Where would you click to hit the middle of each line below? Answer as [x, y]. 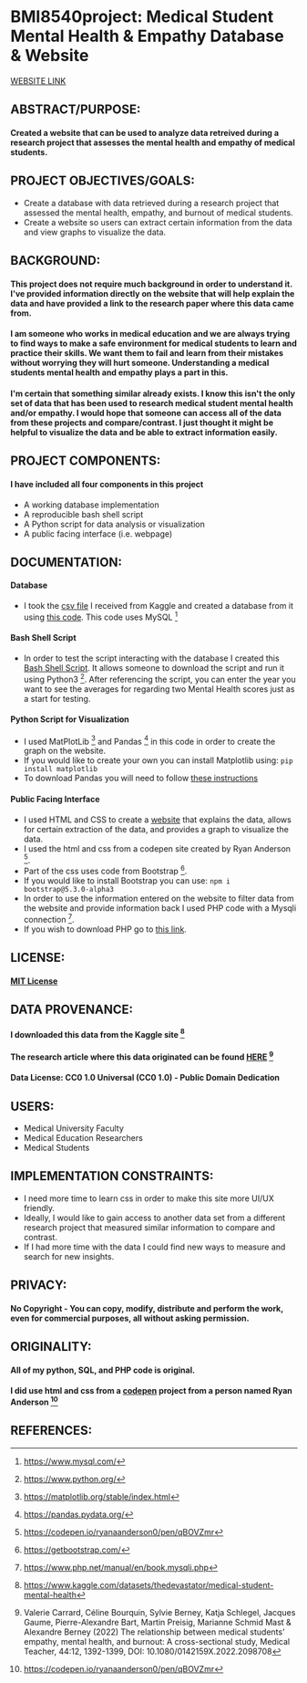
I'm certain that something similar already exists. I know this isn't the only [153, 393]
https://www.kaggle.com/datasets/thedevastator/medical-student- [148, 1584]
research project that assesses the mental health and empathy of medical [153, 142]
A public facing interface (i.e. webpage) [98, 533]
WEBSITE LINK [38, 80]
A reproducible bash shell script [83, 514]
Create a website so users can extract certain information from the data [158, 222]
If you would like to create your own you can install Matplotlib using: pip [159, 760]
